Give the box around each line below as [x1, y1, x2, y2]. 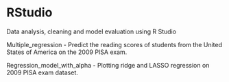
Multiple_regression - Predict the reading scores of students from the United [6, 40, 223, 49]
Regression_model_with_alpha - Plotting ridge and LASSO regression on [6, 61, 210, 69]
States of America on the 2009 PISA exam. [6, 48, 128, 56]
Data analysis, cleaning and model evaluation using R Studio [6, 27, 176, 36]
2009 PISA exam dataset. [6, 68, 78, 77]
